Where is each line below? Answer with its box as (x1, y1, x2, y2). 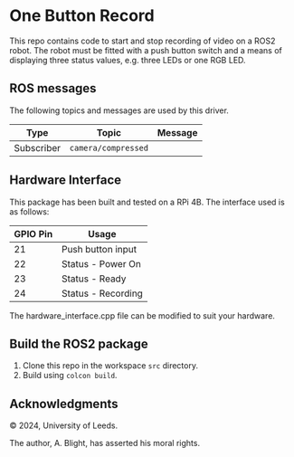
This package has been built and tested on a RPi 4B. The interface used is (9, 196, 285, 207)
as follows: (9, 205, 50, 217)
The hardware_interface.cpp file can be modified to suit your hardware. (9, 309, 276, 321)
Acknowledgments (9, 395, 119, 412)
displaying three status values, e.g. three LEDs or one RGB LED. (9, 54, 246, 65)
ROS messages (9, 81, 97, 96)
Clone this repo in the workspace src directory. (22, 360, 199, 371)
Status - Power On (62, 257, 142, 270)
